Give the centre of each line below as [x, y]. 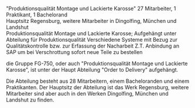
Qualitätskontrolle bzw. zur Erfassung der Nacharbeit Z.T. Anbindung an [93, 46]
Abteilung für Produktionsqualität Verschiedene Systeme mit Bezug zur [92, 40]
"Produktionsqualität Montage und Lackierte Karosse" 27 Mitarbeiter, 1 [91, 9]
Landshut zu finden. [30, 100]
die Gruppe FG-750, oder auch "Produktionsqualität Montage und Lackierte [97, 63]
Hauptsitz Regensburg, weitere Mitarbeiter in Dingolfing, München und [91, 21]
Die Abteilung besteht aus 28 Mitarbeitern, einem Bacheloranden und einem [98, 81]
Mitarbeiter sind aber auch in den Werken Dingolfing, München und [87, 94]
